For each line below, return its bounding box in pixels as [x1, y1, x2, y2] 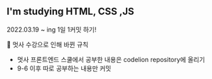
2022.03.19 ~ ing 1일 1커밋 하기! [6, 25, 97, 34]
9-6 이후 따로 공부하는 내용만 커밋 [16, 63, 112, 73]
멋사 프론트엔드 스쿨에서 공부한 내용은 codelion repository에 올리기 [16, 55, 206, 63]
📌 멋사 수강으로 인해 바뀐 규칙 [6, 40, 89, 49]
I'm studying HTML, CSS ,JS [6, 6, 134, 18]
